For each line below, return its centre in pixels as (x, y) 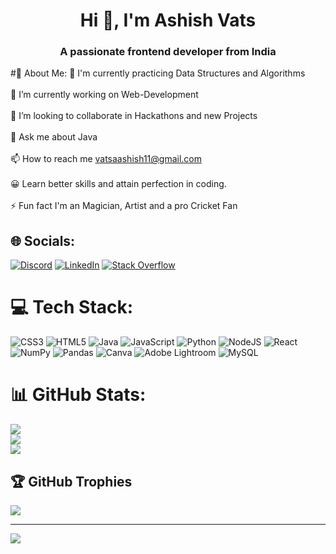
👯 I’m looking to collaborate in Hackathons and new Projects (134, 116)
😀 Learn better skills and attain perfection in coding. (118, 184)
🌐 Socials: (43, 240)
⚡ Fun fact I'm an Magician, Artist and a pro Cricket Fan (124, 206)
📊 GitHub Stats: (78, 395)
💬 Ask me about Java (54, 137)
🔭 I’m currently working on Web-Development (104, 95)
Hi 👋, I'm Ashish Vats (168, 20)
